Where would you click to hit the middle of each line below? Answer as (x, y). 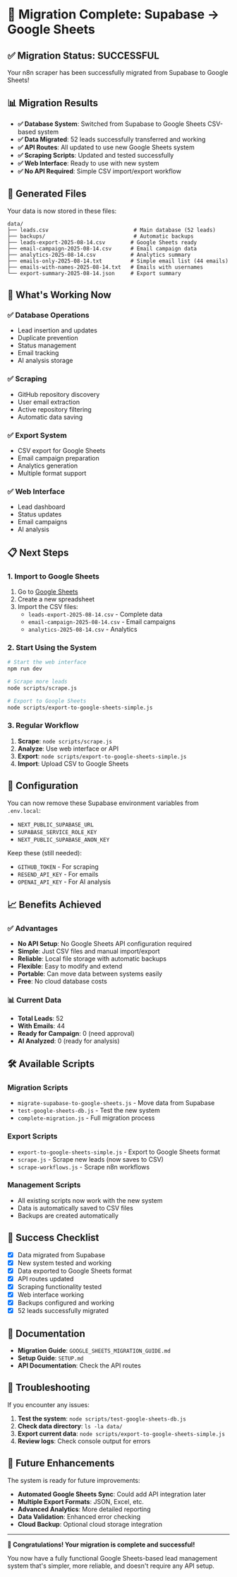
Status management (47, 345)
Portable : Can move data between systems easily (90, 974)
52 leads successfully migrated (63, 1311)
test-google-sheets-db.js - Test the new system (89, 1111)
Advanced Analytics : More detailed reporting (84, 1509)
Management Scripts (44, 1185)
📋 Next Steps (38, 552)
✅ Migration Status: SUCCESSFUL (84, 56)
